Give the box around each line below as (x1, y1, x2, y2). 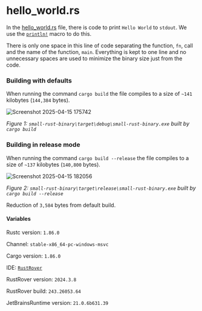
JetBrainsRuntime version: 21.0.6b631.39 (6, 299, 109, 306)
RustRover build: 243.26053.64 (6, 287, 82, 295)
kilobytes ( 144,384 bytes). (6, 96, 70, 104)
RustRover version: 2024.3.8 (6, 275, 77, 283)
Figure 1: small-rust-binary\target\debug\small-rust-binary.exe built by (6, 120, 190, 127)
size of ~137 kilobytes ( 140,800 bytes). (6, 161, 101, 168)
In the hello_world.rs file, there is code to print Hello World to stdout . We (6, 24, 187, 31)
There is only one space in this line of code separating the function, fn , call (6, 42, 194, 49)
